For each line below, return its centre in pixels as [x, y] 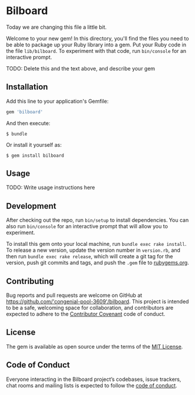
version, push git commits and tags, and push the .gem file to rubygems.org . [98, 263]
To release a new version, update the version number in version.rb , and [93, 250]
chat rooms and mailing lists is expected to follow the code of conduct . [92, 385]
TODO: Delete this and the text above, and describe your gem [81, 68]
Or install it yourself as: [34, 144]
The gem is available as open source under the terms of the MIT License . [95, 346]
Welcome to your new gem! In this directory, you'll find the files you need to [97, 38]
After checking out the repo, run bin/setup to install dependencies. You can [97, 220]
